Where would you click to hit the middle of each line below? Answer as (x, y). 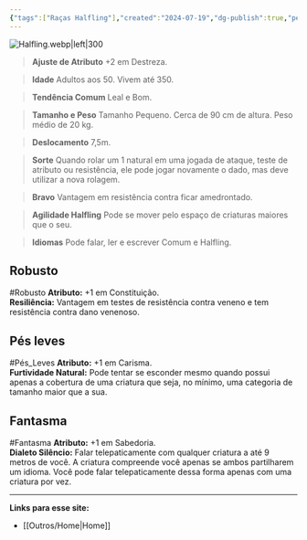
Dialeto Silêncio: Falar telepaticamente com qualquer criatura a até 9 (139, 452)
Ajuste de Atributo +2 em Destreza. (100, 61)
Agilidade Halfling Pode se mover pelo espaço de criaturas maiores (160, 215)
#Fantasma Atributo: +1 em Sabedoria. (83, 443)
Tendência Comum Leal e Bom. (92, 97)
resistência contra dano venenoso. (74, 312)
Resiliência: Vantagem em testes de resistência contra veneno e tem (139, 302)
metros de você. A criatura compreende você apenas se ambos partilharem (152, 462)
